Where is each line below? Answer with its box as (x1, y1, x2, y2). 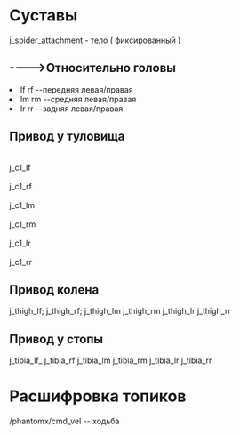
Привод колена (9, 282, 100, 297)
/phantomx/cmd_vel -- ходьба (9, 415, 120, 427)
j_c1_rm (9, 219, 36, 230)
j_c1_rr (9, 256, 33, 267)
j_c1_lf (9, 162, 31, 173)
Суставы (9, 5, 78, 26)
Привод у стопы (9, 331, 104, 347)
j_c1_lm (9, 199, 36, 210)
